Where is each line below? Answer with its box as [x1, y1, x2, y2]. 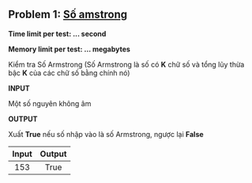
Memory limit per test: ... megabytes [8, 44, 130, 54]
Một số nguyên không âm [8, 98, 92, 108]
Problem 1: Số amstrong [8, 8, 128, 21]
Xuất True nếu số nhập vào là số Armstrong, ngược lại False [8, 129, 204, 139]
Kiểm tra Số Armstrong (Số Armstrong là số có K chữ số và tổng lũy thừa [8, 59, 245, 69]
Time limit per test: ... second [8, 29, 107, 38]
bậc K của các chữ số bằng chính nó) [8, 68, 130, 78]
